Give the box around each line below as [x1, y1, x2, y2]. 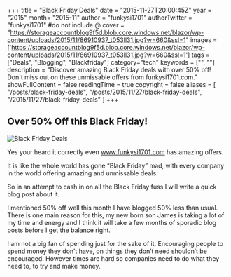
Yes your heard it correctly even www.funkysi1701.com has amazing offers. [7, 147, 224, 156]
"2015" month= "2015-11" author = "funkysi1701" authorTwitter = [7, 13, 192, 22]
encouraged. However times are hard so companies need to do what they [7, 254, 220, 262]
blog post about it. [7, 189, 60, 198]
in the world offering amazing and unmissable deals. [7, 168, 159, 177]
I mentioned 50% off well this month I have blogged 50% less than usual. [7, 203, 218, 212]
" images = [185, 36, 218, 44]
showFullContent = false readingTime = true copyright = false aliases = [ [7, 81, 216, 88]
